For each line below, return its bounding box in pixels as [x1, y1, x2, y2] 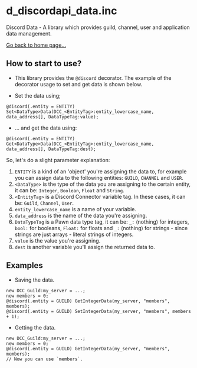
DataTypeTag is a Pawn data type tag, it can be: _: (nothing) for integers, [14, 218, 189, 225]
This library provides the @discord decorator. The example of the [14, 74, 172, 81]
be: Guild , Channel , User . [14, 199, 74, 206]
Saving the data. [14, 276, 55, 283]
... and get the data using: [14, 124, 77, 131]
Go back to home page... [6, 41, 67, 49]
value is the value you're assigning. [14, 237, 101, 244]
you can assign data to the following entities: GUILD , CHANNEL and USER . [14, 174, 184, 181]
